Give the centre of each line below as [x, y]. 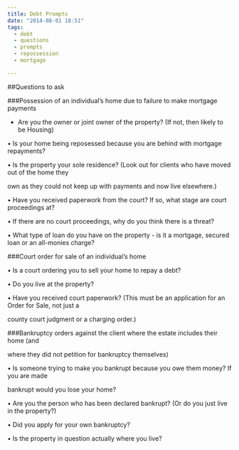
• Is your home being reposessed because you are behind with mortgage [115, 143]
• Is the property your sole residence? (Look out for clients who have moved [119, 164]
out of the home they [38, 172]
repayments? [27, 151]
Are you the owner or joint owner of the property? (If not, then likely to [121, 122]
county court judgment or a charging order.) [72, 319]
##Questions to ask [36, 87]
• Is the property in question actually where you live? [85, 438]
